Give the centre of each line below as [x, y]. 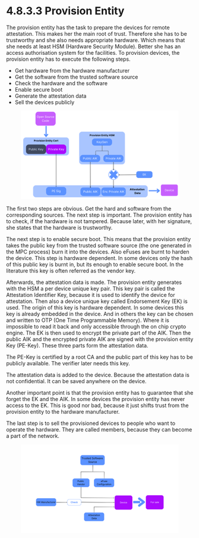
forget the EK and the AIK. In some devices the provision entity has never [96, 399]
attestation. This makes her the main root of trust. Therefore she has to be [97, 33]
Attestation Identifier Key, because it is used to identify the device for [91, 295]
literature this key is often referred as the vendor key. [71, 271]
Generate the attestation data [50, 96]
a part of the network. [33, 436]
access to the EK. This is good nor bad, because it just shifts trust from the [97, 405]
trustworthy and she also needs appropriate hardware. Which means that [96, 40]
